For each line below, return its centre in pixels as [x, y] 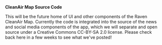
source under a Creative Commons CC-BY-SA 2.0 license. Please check [79, 32]
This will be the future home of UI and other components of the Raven [76, 16]
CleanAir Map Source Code [34, 7]
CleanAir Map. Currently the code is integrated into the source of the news [81, 22]
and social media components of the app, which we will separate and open [81, 27]
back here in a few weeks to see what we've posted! [59, 37]
